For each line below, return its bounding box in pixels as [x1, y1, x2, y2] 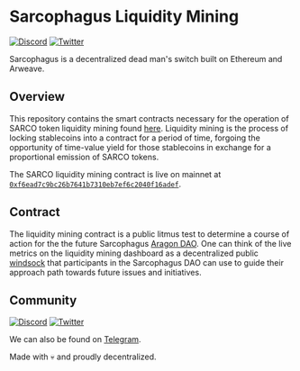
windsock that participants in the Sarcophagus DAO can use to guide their [9, 257, 284, 267]
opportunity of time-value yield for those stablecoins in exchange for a [9, 141, 272, 152]
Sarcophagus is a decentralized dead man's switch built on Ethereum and [9, 53, 283, 64]
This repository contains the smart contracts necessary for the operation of [9, 113, 290, 123]
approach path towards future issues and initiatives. [9, 267, 202, 277]
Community [9, 293, 77, 308]
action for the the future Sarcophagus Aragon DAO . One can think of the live [9, 238, 292, 249]
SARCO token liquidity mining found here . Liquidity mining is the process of [9, 122, 289, 133]
